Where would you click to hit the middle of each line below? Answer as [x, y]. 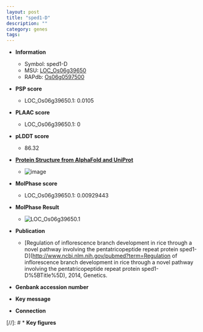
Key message [33, 299]
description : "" [27, 23]
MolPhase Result [37, 207]
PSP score [28, 89]
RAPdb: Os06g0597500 [54, 77]
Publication [30, 231]
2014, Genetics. [88, 275]
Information [31, 52]
